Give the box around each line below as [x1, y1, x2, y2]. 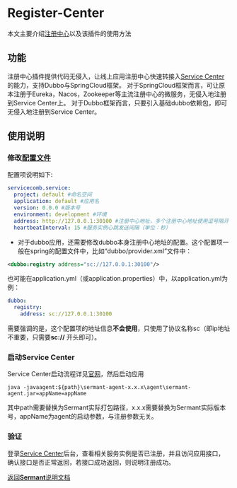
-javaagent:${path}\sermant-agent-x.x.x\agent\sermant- [23, 384, 192, 391]
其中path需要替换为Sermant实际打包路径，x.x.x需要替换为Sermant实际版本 [7, 403, 226, 412]
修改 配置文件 [7, 153, 52, 163]
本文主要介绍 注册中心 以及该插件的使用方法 [7, 29, 132, 37]
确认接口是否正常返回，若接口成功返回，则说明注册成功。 [7, 458, 175, 466]
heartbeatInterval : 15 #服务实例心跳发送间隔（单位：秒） [13, 224, 171, 231]
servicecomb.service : [7, 185, 71, 192]
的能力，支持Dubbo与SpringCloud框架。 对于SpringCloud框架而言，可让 [7, 81, 219, 89]
